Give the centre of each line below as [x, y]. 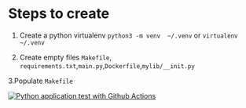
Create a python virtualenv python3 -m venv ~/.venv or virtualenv [129, 35]
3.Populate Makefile [40, 81]
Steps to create [59, 14]
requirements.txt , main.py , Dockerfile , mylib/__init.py [107, 65]
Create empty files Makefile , [66, 57]
